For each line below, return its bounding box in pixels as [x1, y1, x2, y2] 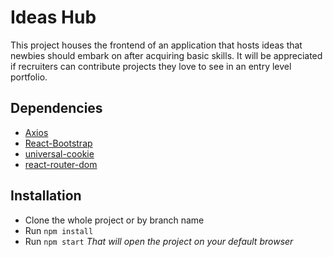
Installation [10, 187, 82, 205]
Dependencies [10, 100, 103, 117]
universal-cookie [24, 147, 95, 160]
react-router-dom [24, 158, 98, 170]
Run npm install [24, 224, 94, 236]
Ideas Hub [10, 6, 97, 29]
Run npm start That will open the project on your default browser [24, 235, 294, 247]
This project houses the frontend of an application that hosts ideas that [10, 39, 303, 51]
